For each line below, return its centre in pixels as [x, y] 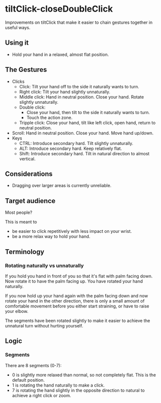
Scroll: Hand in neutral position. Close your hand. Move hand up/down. [83, 133]
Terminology [25, 251]
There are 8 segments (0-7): [33, 365]
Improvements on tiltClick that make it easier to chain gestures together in [79, 22]
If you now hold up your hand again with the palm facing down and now [77, 296]
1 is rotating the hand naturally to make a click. [58, 385]
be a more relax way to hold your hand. [51, 237]
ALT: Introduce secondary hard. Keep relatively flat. [71, 148]
